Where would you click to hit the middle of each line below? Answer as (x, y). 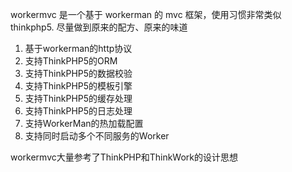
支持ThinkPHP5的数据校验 (78, 73)
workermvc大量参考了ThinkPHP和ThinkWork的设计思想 (124, 157)
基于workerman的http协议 (78, 48)
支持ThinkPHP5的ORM (71, 61)
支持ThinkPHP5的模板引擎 (78, 86)
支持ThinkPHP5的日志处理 (78, 111)
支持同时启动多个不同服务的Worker (97, 136)
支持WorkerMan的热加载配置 (84, 123)
